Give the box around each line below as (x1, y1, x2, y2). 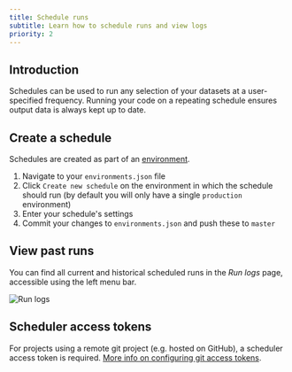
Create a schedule (9, 130, 112, 145)
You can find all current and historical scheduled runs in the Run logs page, (9, 267, 283, 277)
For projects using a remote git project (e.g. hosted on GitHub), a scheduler (9, 343, 283, 353)
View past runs (9, 244, 95, 259)
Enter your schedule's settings (21, 209, 134, 219)
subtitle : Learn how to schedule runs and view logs (9, 21, 208, 30)
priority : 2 (9, 29, 53, 38)
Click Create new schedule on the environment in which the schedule (21, 181, 273, 190)
